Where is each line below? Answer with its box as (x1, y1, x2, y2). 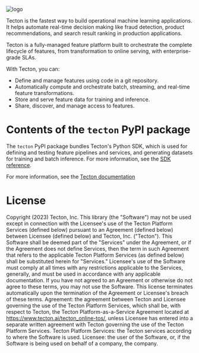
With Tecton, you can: (6, 65, 60, 73)
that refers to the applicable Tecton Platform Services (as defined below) (6, 251, 184, 259)
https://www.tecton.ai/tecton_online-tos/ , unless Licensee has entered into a (6, 314, 193, 322)
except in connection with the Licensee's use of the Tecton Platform (6, 220, 173, 227)
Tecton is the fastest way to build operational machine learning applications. (6, 17, 192, 24)
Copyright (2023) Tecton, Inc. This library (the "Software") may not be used (6, 213, 191, 220)
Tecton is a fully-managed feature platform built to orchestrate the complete (6, 42, 192, 48)
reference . (6, 161, 31, 169)
